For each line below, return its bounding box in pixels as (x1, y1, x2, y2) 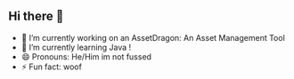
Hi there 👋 (8, 9, 64, 24)
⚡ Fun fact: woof (20, 61, 82, 72)
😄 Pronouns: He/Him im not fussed (20, 51, 152, 62)
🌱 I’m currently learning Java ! (20, 42, 132, 52)
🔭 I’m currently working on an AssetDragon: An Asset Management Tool (20, 32, 286, 43)
